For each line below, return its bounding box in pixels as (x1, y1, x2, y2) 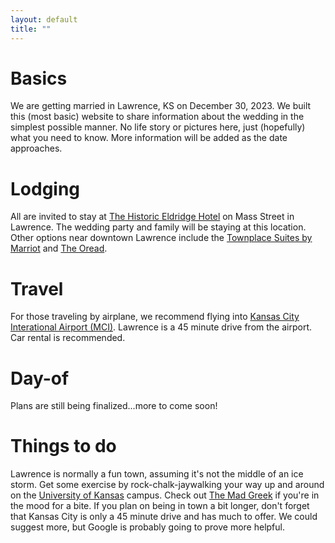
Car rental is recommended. (10, 332, 126, 344)
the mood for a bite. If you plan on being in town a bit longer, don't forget (10, 500, 310, 512)
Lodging (10, 177, 81, 200)
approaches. (10, 142, 63, 155)
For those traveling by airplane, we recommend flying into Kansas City (10, 311, 300, 323)
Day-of (10, 367, 70, 390)
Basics (10, 67, 68, 90)
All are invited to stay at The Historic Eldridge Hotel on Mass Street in (10, 211, 295, 223)
